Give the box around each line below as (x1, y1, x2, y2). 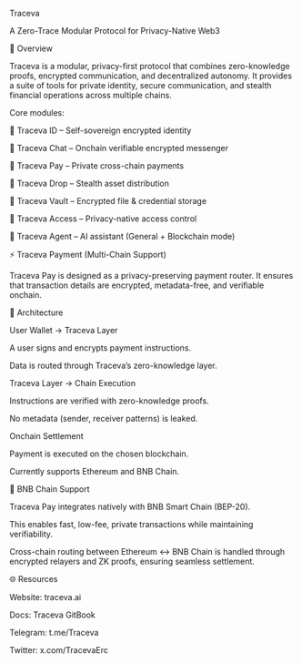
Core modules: (9, 107, 65, 117)
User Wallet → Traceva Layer (9, 325, 118, 335)
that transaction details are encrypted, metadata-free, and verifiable (9, 280, 265, 291)
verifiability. (9, 528, 53, 539)
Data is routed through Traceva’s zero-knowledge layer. (9, 360, 218, 371)
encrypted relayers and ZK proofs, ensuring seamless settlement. (9, 556, 255, 567)
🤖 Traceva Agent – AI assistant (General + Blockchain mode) (9, 231, 236, 241)
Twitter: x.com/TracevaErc (9, 645, 109, 655)
